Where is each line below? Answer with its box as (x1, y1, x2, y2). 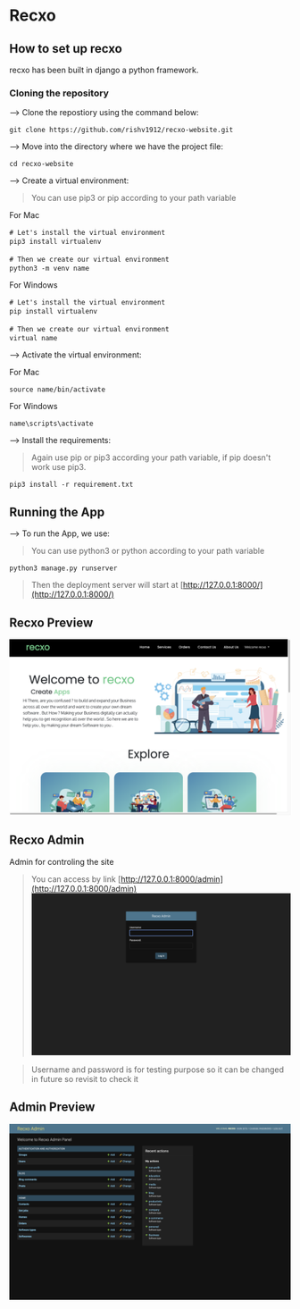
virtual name (9, 334, 58, 343)
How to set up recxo (9, 41, 122, 56)
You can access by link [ (30, 873, 121, 885)
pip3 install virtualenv (9, 238, 102, 247)
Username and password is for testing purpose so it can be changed (30, 1064, 284, 1075)
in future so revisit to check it (30, 1073, 138, 1084)
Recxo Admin (9, 833, 85, 848)
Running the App (9, 504, 105, 519)
